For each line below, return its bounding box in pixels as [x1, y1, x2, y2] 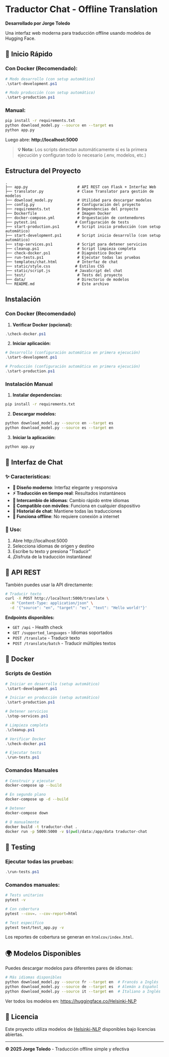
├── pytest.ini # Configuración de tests [5, 220, 129, 225]
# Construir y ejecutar [5, 778, 55, 784]
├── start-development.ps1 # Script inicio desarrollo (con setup [5, 233, 161, 238]
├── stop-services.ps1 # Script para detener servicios [5, 242, 147, 247]
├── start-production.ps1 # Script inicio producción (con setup [5, 224, 161, 229]
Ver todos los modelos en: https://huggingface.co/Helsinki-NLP [5, 998, 137, 1004]
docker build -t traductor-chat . [5, 824, 78, 829]
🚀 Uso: [5, 526, 22, 533]
